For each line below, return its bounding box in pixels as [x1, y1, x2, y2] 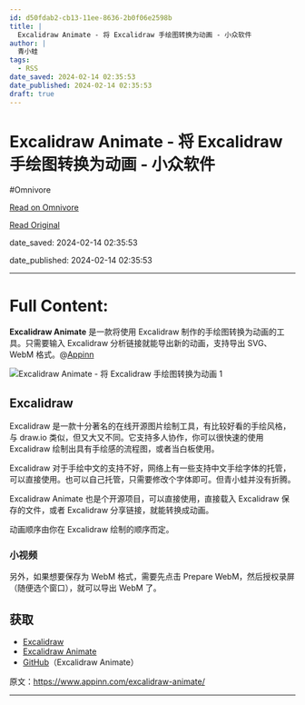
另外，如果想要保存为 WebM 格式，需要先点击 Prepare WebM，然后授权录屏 [9, 571, 295, 582]
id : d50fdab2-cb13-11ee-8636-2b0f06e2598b [9, 13, 172, 23]
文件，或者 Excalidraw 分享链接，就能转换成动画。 [25, 505, 214, 516]
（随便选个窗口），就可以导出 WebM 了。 [9, 582, 162, 593]
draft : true [9, 89, 54, 98]
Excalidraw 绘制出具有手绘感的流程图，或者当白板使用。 [9, 443, 220, 454]
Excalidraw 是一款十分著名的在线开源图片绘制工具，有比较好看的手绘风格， [9, 421, 291, 432]
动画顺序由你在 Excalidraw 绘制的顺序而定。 [9, 524, 174, 535]
